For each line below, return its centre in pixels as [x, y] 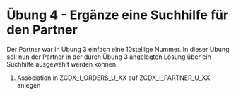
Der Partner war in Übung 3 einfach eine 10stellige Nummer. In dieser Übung [118, 49]
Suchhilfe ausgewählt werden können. [62, 64]
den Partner [42, 30]
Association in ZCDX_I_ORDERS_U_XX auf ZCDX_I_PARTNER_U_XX [113, 78]
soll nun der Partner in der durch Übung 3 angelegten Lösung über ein [109, 57]
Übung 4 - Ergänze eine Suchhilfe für [118, 15]
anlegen [29, 85]
